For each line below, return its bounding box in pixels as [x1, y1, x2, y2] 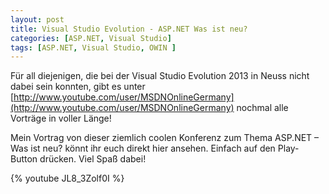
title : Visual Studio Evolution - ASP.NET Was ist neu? [10, 24, 248, 34]
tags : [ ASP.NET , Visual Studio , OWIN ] [10, 42, 177, 53]
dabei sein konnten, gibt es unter [10, 81, 146, 93]
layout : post [10, 14, 65, 25]
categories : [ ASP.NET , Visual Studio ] [10, 33, 172, 43]
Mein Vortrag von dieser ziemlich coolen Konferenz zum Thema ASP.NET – [10, 132, 320, 144]
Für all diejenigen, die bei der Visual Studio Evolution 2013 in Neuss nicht [10, 70, 310, 82]
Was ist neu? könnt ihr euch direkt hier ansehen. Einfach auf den [10, 142, 276, 155]
